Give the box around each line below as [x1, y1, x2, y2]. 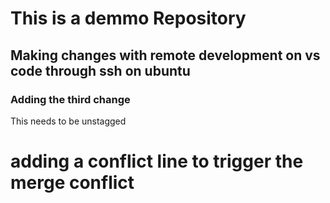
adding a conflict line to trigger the [10, 150, 304, 173]
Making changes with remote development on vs [10, 47, 321, 64]
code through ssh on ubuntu [10, 62, 191, 79]
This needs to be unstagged [10, 115, 127, 127]
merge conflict [10, 172, 135, 194]
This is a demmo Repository [10, 7, 247, 30]
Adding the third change [10, 92, 131, 106]
